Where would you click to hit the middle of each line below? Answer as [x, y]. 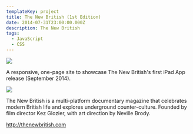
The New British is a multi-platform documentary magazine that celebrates [96, 101]
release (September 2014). [39, 78]
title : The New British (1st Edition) [54, 17]
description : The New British [43, 28]
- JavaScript [27, 39]
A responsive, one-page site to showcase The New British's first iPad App [96, 72]
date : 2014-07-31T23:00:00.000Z [46, 22]
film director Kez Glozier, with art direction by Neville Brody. [78, 113]
